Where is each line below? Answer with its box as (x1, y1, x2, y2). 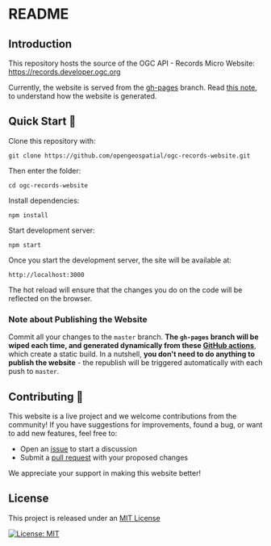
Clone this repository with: (8, 136, 96, 145)
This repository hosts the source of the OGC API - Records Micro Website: (8, 58, 256, 68)
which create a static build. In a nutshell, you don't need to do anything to (8, 349, 256, 359)
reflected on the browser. (8, 293, 93, 303)
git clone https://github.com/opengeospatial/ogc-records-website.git (8, 151, 251, 160)
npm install (8, 211, 48, 219)
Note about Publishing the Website (8, 313, 148, 325)
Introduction (8, 37, 73, 51)
